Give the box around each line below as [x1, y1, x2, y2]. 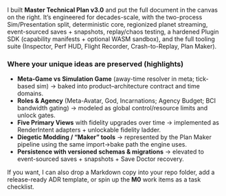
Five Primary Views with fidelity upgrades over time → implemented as [16, 119, 220, 127]
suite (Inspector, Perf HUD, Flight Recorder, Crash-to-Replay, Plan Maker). [7, 42, 217, 50]
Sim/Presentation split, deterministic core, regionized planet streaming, [7, 21, 208, 28]
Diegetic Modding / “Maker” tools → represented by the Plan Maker [16, 133, 212, 141]
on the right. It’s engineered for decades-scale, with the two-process [7, 13, 203, 21]
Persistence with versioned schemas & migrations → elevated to [16, 147, 205, 156]
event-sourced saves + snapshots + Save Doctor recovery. [16, 155, 184, 163]
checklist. [7, 183, 34, 191]
